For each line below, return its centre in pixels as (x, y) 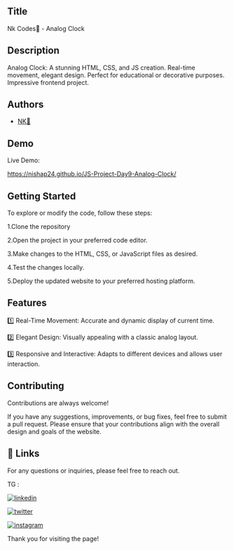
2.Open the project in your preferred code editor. (78, 240)
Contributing (36, 386)
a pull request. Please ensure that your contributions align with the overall (113, 424)
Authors (26, 105)
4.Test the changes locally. (46, 268)
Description (33, 51)
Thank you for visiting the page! (53, 538)
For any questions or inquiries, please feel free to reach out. (94, 471)
